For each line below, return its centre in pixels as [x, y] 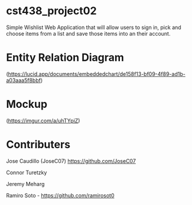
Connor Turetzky [27, 172]
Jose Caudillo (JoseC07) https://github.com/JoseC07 [71, 161]
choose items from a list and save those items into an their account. [88, 33]
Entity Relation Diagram [65, 58]
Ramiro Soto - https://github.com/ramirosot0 [60, 195]
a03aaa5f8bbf [24, 80]
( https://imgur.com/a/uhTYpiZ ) [43, 120]
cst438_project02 [51, 11]
